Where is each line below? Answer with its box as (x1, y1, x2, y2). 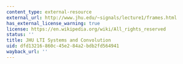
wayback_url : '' (6, 49, 48, 55)
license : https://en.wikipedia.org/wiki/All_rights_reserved (6, 26, 166, 32)
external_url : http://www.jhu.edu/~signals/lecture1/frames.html (6, 15, 177, 21)
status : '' (6, 32, 34, 38)
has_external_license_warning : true (6, 20, 100, 26)
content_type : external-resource (6, 9, 92, 15)
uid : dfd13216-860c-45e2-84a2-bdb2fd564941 (6, 43, 120, 49)
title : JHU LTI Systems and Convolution (6, 37, 112, 43)
